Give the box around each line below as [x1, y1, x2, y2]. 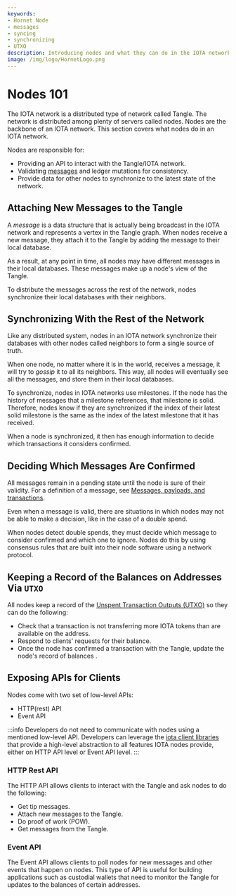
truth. [7, 346, 23, 355]
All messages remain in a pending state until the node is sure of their [7, 479, 206, 487]
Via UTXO [7, 582, 44, 594]
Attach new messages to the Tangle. [17, 810, 124, 819]
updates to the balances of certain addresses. [7, 881, 140, 889]
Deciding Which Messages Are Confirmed [7, 460, 195, 472]
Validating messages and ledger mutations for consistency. [17, 167, 189, 175]
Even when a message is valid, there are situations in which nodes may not [7, 507, 225, 516]
